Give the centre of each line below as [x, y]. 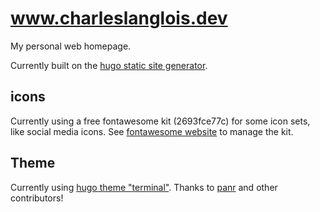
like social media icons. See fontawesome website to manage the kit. [152, 131]
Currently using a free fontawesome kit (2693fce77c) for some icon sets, [160, 121]
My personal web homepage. [71, 46]
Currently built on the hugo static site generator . [109, 65]
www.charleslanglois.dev [119, 18]
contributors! [37, 198]
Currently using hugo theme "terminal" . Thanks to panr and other [144, 187]
